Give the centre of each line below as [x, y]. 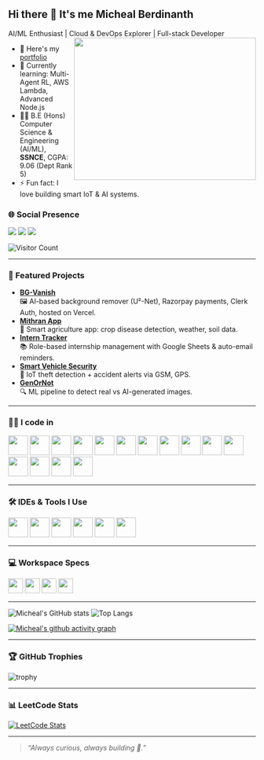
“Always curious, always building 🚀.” [87, 747]
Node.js [32, 107]
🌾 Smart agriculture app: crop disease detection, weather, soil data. [128, 329]
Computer [36, 123]
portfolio [33, 57]
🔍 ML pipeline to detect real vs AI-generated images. [106, 392]
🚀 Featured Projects [46, 276]
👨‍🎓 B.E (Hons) [42, 116]
